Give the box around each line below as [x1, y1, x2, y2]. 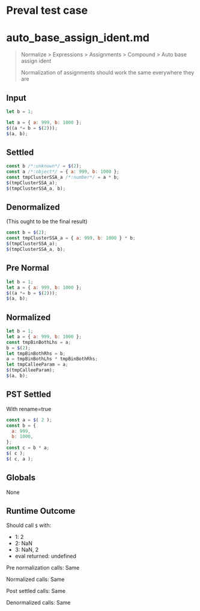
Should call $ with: [6, 522, 52, 529]
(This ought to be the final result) [6, 218, 88, 225]
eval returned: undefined [14, 553, 77, 560]
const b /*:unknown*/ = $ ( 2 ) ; [6, 163, 82, 169]
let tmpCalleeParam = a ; [6, 361, 68, 368]
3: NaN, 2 [14, 546, 39, 553]
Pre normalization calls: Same [6, 564, 80, 571]
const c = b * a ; [6, 445, 50, 451]
